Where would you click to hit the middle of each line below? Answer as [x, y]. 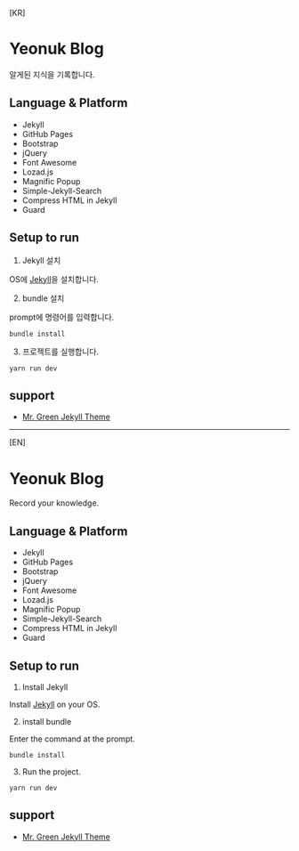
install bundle [47, 721]
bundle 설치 [43, 298]
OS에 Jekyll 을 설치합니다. [54, 279]
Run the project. [52, 771]
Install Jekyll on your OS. [55, 704]
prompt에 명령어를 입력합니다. [62, 317]
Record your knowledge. [54, 503]
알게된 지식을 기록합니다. [52, 74]
